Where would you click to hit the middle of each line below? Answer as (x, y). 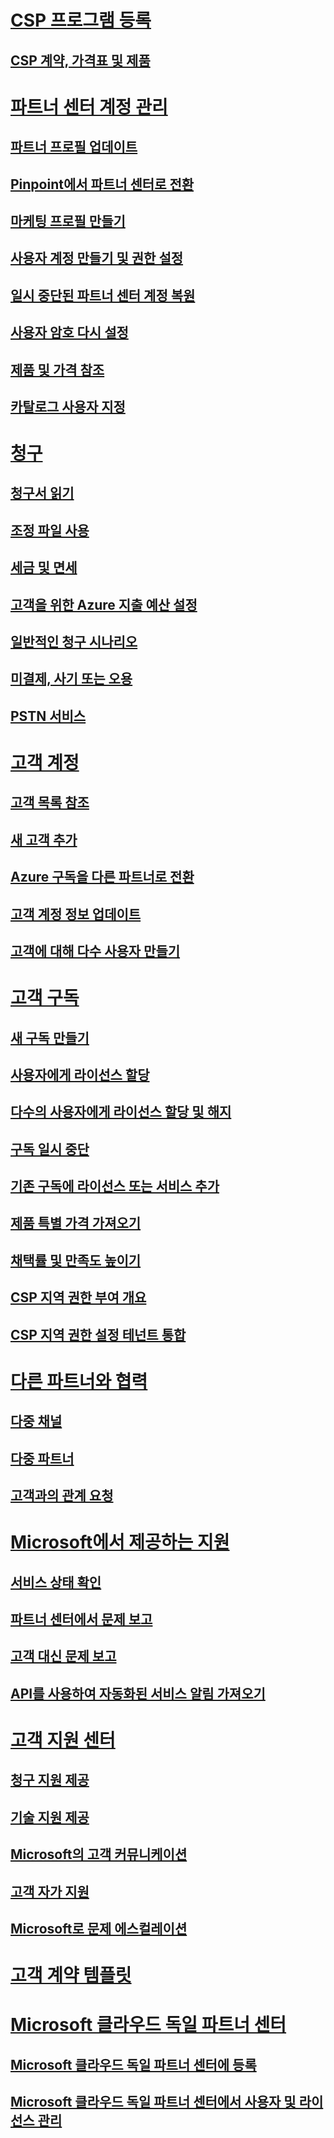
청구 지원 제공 (50, 1780)
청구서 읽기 (42, 493)
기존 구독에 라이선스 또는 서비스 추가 (115, 1186)
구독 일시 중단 (50, 1149)
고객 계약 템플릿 (71, 1975)
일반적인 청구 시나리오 (74, 642)
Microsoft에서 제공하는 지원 (120, 1542)
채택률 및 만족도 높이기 (76, 1260)
